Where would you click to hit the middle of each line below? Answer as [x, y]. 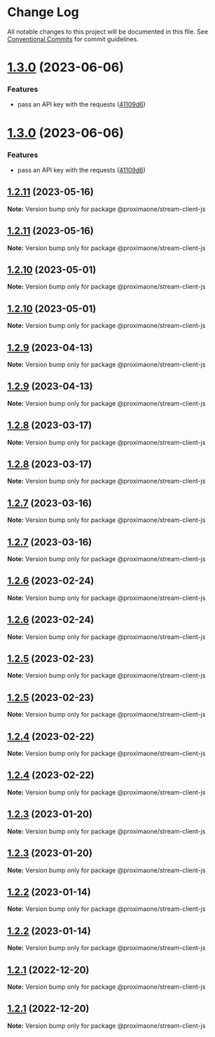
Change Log [43, 12]
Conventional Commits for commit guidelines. [73, 39]
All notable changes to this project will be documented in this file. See [108, 32]
